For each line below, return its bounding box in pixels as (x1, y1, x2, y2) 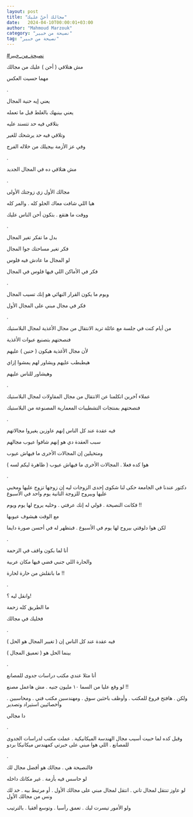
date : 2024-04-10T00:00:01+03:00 (6, 19, 94, 25)
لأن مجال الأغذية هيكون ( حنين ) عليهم (6, 347, 88, 354)
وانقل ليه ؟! (6, 592, 32, 599)
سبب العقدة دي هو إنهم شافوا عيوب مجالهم (6, 438, 101, 445)
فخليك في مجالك (6, 615, 43, 622)
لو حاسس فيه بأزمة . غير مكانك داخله (6, 775, 87, 782)
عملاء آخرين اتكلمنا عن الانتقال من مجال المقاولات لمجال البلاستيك (6, 393, 151, 399)
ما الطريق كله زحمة (6, 604, 50, 611)
